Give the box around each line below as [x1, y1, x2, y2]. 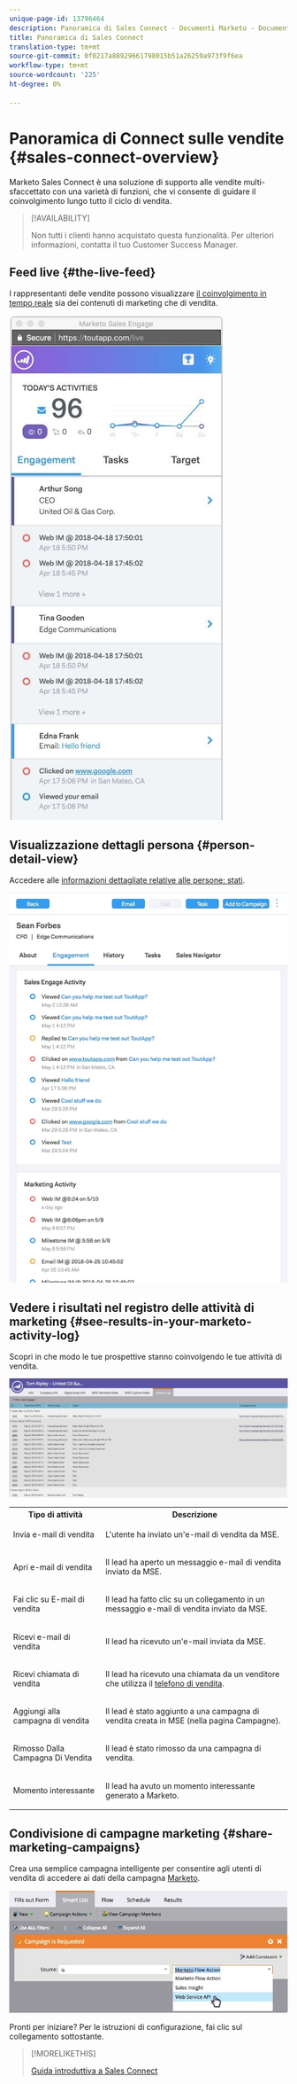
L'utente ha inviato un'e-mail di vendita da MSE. [105, 1529, 280, 1540]
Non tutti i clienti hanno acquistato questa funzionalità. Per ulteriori [30, 230, 274, 240]
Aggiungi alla [12, 1706, 61, 1717]
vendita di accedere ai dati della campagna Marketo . [9, 1872, 201, 1883]
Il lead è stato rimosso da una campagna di [105, 1743, 262, 1754]
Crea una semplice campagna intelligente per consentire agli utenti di [9, 1862, 263, 1874]
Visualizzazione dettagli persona [9, 838, 194, 853]
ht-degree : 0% [9, 80, 62, 89]
